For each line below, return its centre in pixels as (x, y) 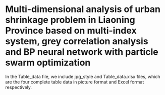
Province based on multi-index (71, 31)
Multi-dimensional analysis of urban (83, 9)
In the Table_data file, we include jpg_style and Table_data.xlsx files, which (83, 76)
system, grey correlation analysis (77, 41)
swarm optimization (48, 63)
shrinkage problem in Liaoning (70, 20)
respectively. (18, 87)
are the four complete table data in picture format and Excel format (75, 82)
